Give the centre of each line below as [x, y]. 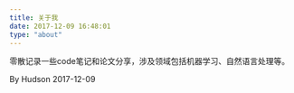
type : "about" [36, 34]
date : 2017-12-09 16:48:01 [60, 26]
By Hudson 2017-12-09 [52, 79]
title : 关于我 [34, 18]
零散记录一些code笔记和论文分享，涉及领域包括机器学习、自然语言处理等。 [150, 61]
